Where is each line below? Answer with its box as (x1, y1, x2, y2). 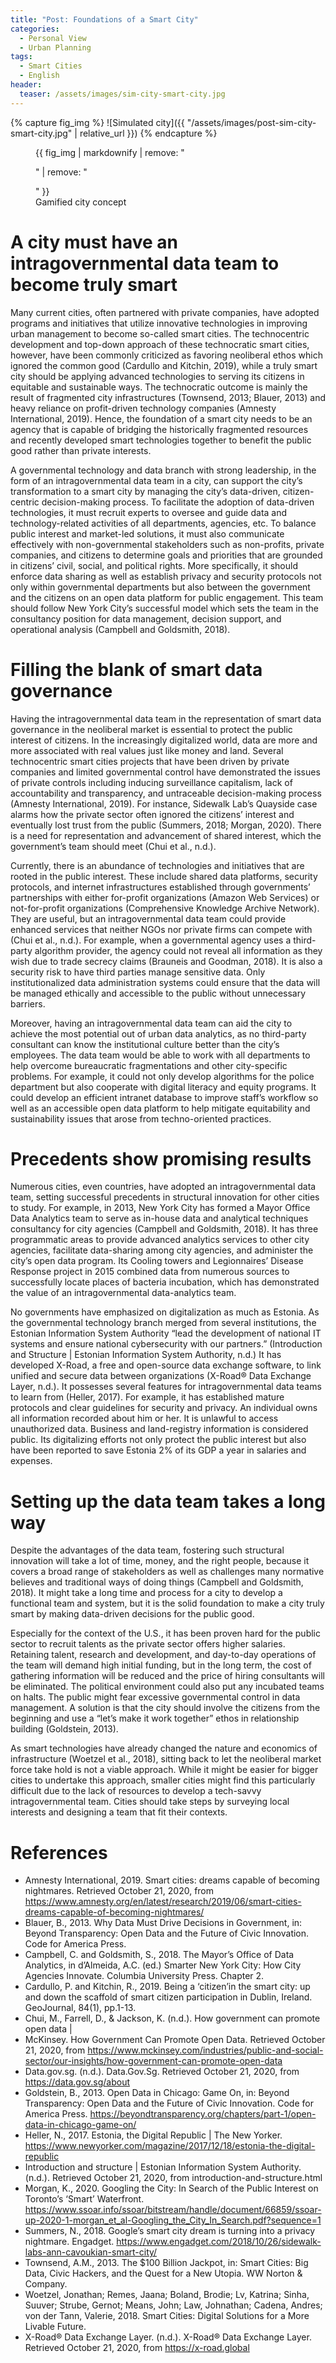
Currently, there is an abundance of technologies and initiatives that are (10, 859, 305, 871)
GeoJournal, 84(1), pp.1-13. (24, 2002, 137, 2014)
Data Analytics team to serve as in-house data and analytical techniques (10, 1212, 309, 1225)
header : (10, 80, 43, 90)
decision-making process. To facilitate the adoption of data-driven (41, 496, 315, 508)
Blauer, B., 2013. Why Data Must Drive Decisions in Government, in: (24, 1917, 303, 1929)
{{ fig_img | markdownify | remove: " (35, 146, 185, 158)
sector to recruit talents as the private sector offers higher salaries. (10, 1638, 286, 1650)
